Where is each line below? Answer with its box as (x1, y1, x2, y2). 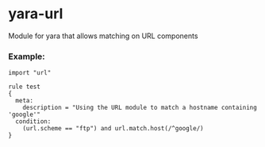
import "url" (8, 69, 52, 77)
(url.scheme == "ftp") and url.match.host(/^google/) (22, 125, 204, 133)
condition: (15, 118, 52, 126)
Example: (8, 51, 45, 62)
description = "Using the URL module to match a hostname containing (22, 104, 258, 112)
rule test (8, 83, 41, 91)
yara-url (8, 5, 63, 23)
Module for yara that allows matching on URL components (8, 31, 198, 41)
